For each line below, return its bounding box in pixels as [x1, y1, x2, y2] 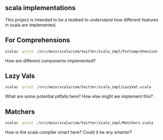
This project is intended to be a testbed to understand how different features [5, 17, 159, 22]
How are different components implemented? [5, 58, 96, 64]
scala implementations [5, 4, 76, 12]
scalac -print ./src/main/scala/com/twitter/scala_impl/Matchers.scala [5, 121, 153, 125]
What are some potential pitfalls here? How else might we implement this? [5, 93, 153, 99]
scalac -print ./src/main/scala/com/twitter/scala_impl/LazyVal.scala [5, 85, 151, 89]
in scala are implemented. [5, 22, 57, 28]
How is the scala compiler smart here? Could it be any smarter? [5, 129, 132, 135]
